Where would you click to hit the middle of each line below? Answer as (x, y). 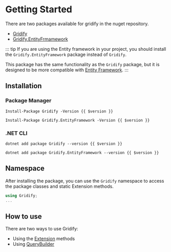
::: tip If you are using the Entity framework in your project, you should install (86, 49)
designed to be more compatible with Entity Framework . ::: (67, 70)
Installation (24, 86)
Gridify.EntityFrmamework (40, 39)
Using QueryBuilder (34, 244)
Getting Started (39, 9)
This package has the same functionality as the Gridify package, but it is (82, 64)
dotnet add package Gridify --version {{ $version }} (64, 144)
